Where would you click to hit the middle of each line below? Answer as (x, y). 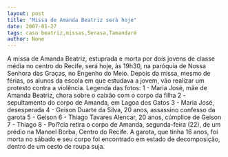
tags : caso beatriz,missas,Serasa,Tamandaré (72, 33)
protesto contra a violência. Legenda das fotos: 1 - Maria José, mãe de (107, 88)
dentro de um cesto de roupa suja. (56, 147)
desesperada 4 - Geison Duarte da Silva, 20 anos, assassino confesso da (111, 110)
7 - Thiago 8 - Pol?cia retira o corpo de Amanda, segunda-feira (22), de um (114, 125)
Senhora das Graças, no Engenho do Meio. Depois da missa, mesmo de (109, 74)
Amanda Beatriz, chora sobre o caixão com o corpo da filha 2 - (96, 95)
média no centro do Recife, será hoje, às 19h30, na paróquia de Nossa (107, 66)
